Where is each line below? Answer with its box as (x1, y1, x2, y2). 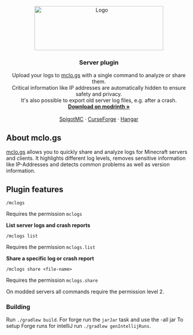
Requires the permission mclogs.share (6, 277, 98, 284)
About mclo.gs (6, 133, 62, 143)
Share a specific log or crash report (6, 255, 94, 262)
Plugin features (6, 184, 64, 194)
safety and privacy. (75, 91, 122, 98)
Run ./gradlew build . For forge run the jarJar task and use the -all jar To (6, 316, 184, 323)
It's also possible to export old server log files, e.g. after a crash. (21, 97, 177, 104)
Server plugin (79, 58, 119, 67)
